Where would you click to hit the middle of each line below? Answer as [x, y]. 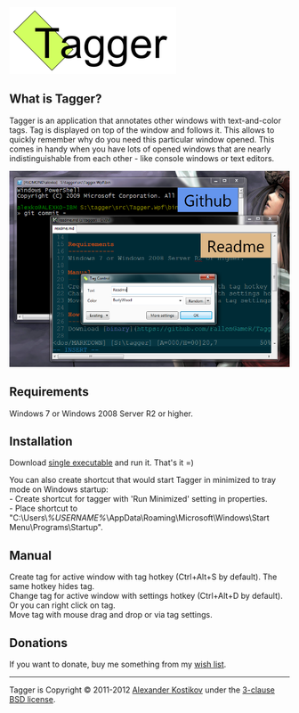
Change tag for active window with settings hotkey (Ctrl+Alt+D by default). [146, 596]
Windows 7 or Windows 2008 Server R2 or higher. [101, 414]
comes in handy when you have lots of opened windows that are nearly [140, 149]
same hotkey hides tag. [52, 586]
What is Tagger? [56, 99]
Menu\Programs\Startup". [57, 528]
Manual [30, 555]
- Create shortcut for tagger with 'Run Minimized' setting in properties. [138, 499]
